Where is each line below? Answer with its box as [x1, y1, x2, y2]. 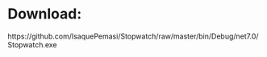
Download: [7, 5, 82, 23]
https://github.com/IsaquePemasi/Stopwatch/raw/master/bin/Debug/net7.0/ [7, 31, 259, 41]
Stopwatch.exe [7, 39, 57, 49]
